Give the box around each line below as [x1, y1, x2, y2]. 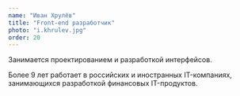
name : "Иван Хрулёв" [8, 11, 77, 20]
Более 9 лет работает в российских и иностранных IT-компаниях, [8, 70, 232, 79]
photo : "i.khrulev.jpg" [8, 26, 87, 34]
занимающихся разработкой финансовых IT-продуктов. [8, 79, 198, 88]
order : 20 [8, 33, 41, 42]
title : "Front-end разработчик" [8, 19, 115, 27]
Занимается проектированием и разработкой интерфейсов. [8, 55, 212, 65]
